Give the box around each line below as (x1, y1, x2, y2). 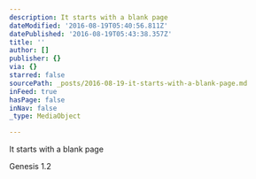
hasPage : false (9, 95, 66, 105)
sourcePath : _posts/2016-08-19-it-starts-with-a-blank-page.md (9, 79, 248, 88)
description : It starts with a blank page (9, 12, 168, 22)
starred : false (9, 71, 66, 80)
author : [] (9, 46, 50, 55)
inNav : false (9, 104, 58, 113)
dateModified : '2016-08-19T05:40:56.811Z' (9, 21, 168, 30)
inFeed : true (9, 87, 58, 96)
